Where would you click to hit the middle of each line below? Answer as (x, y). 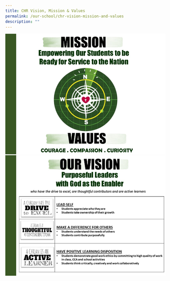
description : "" (22, 21)
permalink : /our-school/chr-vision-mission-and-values (65, 16)
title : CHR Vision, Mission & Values (45, 11)
